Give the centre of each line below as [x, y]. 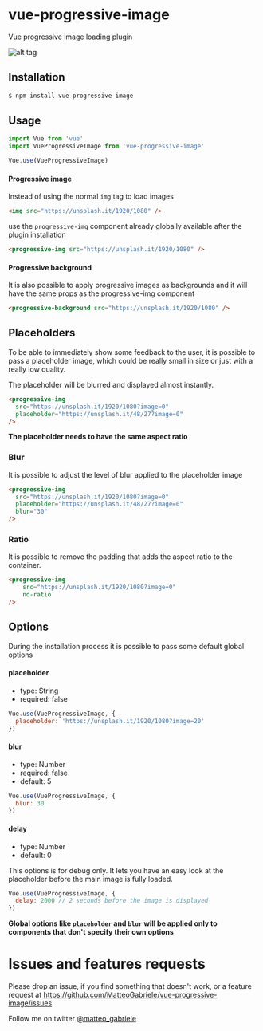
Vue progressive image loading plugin [71, 37]
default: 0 [35, 855]
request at [25, 995]
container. [25, 565]
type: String [39, 691]
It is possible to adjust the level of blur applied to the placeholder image [126, 474]
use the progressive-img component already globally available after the [125, 226]
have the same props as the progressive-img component [102, 293]
